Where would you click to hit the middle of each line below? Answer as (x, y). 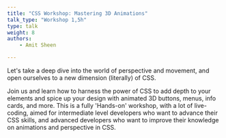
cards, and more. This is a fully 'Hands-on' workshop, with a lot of (100, 106)
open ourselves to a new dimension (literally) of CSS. (82, 78)
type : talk (23, 26)
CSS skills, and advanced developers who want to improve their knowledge (113, 120)
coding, (18, 113)
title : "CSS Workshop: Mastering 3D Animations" (77, 13)
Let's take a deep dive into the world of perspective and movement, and (108, 70)
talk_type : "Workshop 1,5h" (47, 20)
